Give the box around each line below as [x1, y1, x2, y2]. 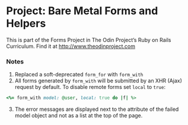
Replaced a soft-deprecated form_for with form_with [14, 71, 144, 78]
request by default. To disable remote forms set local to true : [14, 84, 166, 91]
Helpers [6, 17, 46, 30]
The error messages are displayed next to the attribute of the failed [14, 105, 179, 113]
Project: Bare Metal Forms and [6, 4, 158, 18]
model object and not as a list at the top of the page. [14, 112, 143, 119]
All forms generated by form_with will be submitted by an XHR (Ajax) [14, 77, 183, 84]
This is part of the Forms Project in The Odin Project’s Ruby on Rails [6, 36, 171, 43]
